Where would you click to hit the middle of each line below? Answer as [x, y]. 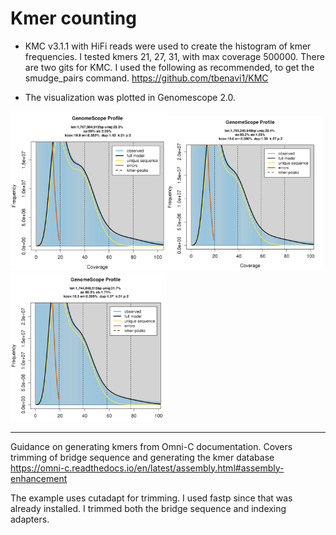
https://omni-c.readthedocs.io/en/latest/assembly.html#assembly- [147, 468]
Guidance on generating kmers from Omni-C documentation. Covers [151, 446]
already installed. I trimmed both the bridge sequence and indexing [148, 508]
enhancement [39, 478]
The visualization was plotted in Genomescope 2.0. [130, 97]
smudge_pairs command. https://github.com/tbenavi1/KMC [146, 78]
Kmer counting [73, 18]
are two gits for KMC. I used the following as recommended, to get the [169, 67]
